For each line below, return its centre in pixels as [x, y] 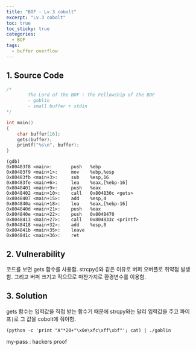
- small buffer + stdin [58, 106]
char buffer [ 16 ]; [39, 134]
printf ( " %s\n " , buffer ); [48, 145]
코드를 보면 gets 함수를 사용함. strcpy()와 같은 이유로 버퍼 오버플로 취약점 [93, 269]
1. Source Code [35, 76]
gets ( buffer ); [35, 139]
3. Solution [27, 296]
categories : [21, 34]
